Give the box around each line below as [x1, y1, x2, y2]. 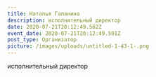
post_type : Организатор [7, 36, 77, 43]
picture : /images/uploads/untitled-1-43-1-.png [7, 43, 150, 50]
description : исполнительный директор [7, 17, 121, 24]
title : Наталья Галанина [7, 10, 80, 17]
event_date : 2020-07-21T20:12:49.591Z [7, 29, 121, 37]
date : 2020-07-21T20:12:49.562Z [7, 23, 102, 30]
